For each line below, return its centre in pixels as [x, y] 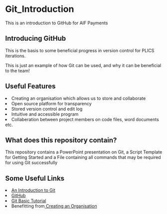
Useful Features [30, 86]
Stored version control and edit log [47, 109]
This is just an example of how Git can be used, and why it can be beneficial [83, 65]
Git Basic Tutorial [29, 201]
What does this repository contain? [61, 140]
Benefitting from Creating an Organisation [54, 206]
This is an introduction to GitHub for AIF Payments [57, 23]
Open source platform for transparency [52, 103]
